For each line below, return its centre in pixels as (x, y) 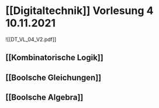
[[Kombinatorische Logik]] (54, 58)
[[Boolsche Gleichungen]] (53, 77)
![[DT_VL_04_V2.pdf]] (31, 39)
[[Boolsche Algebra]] (44, 97)
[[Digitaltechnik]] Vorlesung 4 (79, 11)
